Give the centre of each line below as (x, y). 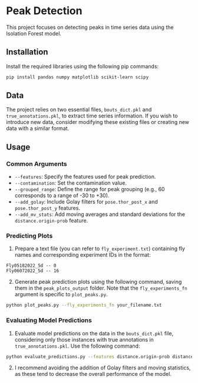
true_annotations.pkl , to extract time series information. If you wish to (92, 116)
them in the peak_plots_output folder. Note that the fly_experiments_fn (101, 288)
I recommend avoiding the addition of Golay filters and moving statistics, (103, 368)
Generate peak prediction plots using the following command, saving (98, 282)
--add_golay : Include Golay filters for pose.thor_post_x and (86, 202)
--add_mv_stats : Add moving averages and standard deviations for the (100, 214)
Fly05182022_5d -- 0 (32, 266)
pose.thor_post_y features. (47, 208)
